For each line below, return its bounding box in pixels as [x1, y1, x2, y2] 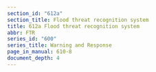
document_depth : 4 [7, 55, 60, 62]
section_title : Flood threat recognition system [7, 16, 149, 23]
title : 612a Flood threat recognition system [7, 23, 140, 29]
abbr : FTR [7, 29, 36, 36]
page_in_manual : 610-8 [7, 49, 72, 56]
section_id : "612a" [7, 10, 63, 17]
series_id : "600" [7, 36, 57, 43]
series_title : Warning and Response [7, 42, 112, 49]
